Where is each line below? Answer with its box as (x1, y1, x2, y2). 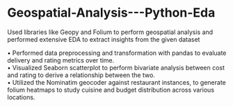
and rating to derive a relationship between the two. (7, 71, 155, 79)
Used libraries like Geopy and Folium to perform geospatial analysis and (7, 28, 214, 36)
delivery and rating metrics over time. (7, 56, 115, 64)
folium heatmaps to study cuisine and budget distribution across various (7, 85, 214, 94)
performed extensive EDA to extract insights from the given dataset (7, 35, 200, 43)
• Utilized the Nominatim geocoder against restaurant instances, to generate (7, 78, 226, 86)
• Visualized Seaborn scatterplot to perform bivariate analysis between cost (7, 63, 225, 72)
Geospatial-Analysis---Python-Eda (7, 5, 216, 21)
